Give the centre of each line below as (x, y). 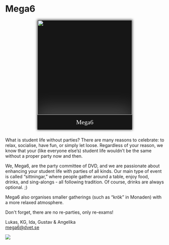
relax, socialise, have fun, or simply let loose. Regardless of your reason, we (84, 145)
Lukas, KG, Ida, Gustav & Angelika (40, 222)
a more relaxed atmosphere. (35, 203)
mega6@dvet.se (22, 227)
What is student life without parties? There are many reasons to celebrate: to (85, 140)
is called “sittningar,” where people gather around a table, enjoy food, (77, 177)
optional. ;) (16, 187)
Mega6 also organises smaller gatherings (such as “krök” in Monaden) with (83, 197)
